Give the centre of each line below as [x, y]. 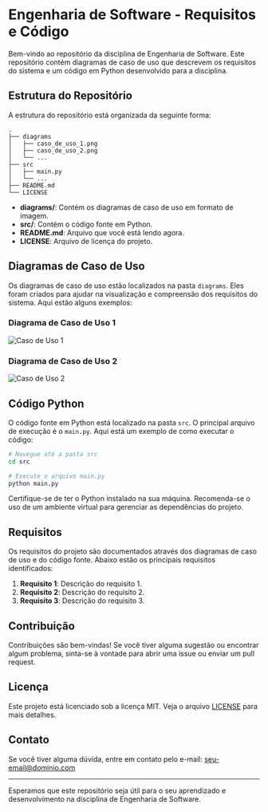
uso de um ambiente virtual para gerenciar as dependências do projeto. [126, 507]
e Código [39, 32]
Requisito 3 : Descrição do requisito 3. [82, 601]
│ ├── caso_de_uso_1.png [53, 144]
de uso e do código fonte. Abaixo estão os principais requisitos [112, 560]
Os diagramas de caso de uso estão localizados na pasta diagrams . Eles [126, 286]
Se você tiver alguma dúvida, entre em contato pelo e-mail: [106, 759]
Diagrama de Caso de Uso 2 [63, 361]
